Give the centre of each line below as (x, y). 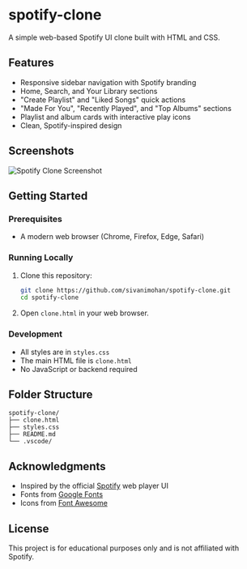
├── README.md (32, 434)
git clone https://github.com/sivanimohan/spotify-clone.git (126, 290)
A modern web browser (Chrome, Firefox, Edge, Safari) (112, 237)
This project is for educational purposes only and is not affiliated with (124, 548)
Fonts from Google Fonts (62, 494)
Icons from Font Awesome (64, 503)
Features (31, 63)
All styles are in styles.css (65, 352)
